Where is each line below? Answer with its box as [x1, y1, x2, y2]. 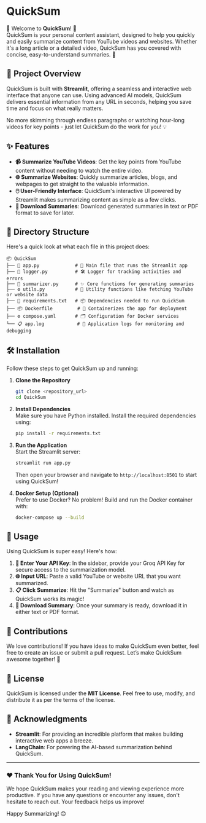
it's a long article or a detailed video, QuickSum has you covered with [6, 44, 181, 52]
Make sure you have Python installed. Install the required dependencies [15, 412, 196, 419]
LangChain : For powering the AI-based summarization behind [15, 743, 172, 750]
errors [6, 275, 23, 282]
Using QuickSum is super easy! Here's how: [6, 548, 118, 555]
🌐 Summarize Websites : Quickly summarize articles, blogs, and [15, 173, 178, 181]
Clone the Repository [15, 377, 71, 384]
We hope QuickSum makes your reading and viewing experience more [6, 785, 185, 792]
